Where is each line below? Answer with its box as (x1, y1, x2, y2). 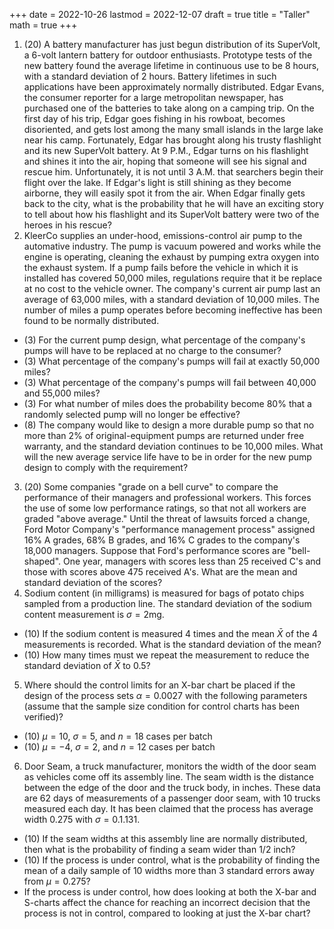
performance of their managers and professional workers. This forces (23, 492, 312, 503)
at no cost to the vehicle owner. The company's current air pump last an (23, 283, 321, 294)
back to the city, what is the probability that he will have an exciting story (23, 198, 324, 209)
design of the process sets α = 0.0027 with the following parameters (23, 690, 308, 701)
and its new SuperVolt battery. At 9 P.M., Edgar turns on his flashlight (23, 145, 309, 156)
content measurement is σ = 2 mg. (23, 609, 165, 620)
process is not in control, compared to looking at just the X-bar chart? (23, 907, 311, 919)
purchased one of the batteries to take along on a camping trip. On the (23, 102, 315, 114)
